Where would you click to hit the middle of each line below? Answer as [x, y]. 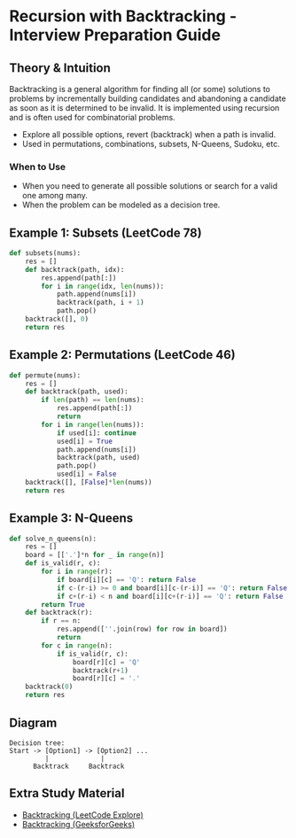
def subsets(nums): [45, 253]
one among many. [55, 196]
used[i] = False [86, 474]
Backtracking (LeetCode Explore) [82, 815]
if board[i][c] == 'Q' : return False [126, 579]
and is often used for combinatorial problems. [92, 117]
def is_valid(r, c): [63, 563]
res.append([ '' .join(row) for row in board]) [142, 629]
